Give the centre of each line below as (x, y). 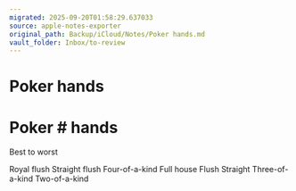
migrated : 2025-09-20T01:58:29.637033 (81, 17)
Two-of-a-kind (62, 179)
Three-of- (270, 170)
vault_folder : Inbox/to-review (67, 42)
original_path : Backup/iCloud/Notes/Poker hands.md (107, 34)
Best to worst (33, 152)
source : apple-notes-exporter (66, 26)
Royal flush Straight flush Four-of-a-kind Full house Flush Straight (130, 170)
